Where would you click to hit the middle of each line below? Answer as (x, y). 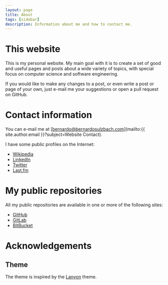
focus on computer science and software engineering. (62, 74)
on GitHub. (16, 95)
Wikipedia (23, 154)
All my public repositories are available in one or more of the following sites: (84, 205)
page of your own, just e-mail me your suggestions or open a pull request (82, 89)
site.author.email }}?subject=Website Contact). (54, 134)
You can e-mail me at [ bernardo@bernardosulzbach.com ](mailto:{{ (75, 129)
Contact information (49, 115)
